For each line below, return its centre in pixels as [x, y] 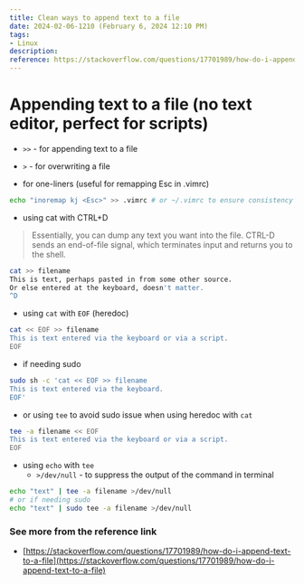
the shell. [48, 254]
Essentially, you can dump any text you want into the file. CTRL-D [153, 235]
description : [34, 52]
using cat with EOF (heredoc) [76, 314]
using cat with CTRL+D [65, 217]
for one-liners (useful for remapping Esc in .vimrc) [116, 184]
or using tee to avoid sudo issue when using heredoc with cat [138, 414]
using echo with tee [58, 466]
